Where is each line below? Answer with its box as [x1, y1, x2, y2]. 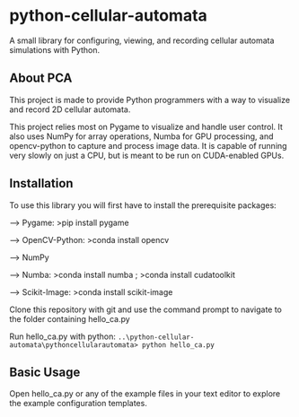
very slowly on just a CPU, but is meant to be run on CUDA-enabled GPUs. [9, 150, 285, 161]
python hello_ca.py [142, 340, 215, 350]
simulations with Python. [9, 44, 101, 55]
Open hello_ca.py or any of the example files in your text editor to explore [9, 388, 281, 399]
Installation [9, 176, 74, 191]
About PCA [9, 71, 73, 86]
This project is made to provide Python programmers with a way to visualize [9, 94, 290, 105]
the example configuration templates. [9, 398, 148, 409]
